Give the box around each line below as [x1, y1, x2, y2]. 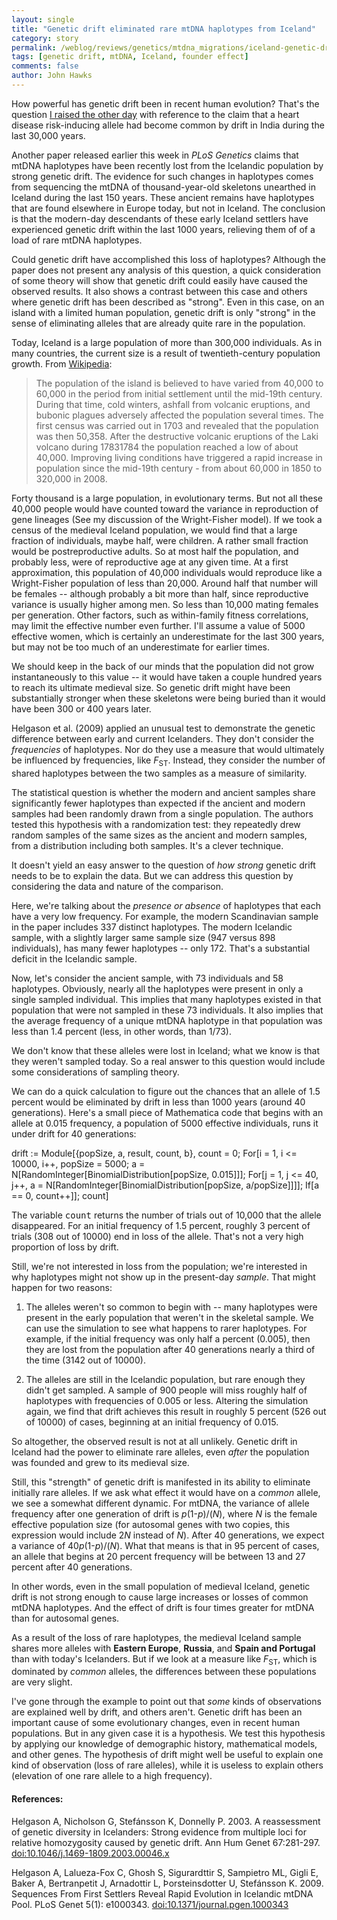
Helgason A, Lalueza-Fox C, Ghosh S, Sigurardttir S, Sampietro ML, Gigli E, [11, 1866, 319, 1878]
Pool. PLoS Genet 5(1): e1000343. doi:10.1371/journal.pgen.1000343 [11, 1898, 289, 1910]
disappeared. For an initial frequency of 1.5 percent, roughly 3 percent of [11, 1219, 311, 1231]
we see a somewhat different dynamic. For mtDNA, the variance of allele [11, 1497, 310, 1509]
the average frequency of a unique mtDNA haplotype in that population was [11, 1014, 323, 1026]
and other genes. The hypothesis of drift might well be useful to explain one [11, 1749, 324, 1761]
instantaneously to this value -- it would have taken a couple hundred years [11, 671, 323, 683]
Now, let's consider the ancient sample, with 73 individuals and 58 [11, 972, 284, 984]
